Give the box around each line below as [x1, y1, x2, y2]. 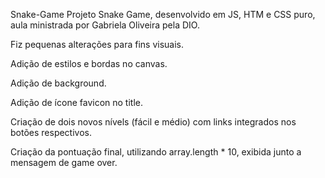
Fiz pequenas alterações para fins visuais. [10, 39, 185, 50]
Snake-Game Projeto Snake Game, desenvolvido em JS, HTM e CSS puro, [10, 9, 316, 20]
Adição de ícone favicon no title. [10, 97, 143, 108]
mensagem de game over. [10, 157, 118, 168]
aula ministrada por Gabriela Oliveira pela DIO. [10, 19, 200, 31]
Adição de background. [10, 77, 107, 89]
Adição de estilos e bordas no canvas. [10, 58, 168, 69]
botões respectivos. [10, 127, 92, 138]
